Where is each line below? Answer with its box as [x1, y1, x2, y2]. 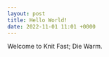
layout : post [7, 10, 46, 17]
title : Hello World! [7, 17, 68, 24]
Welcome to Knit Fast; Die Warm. [7, 42, 103, 51]
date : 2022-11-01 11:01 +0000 [7, 23, 96, 30]
